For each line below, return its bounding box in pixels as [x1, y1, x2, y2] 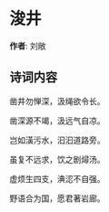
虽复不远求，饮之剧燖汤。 [9, 154, 105, 164]
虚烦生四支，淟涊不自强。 [9, 173, 105, 184]
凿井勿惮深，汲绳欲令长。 [9, 95, 105, 106]
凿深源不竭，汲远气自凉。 [9, 115, 105, 126]
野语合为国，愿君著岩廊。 [9, 193, 105, 204]
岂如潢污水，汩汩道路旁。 [9, 134, 105, 145]
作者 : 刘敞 [9, 40, 46, 51]
